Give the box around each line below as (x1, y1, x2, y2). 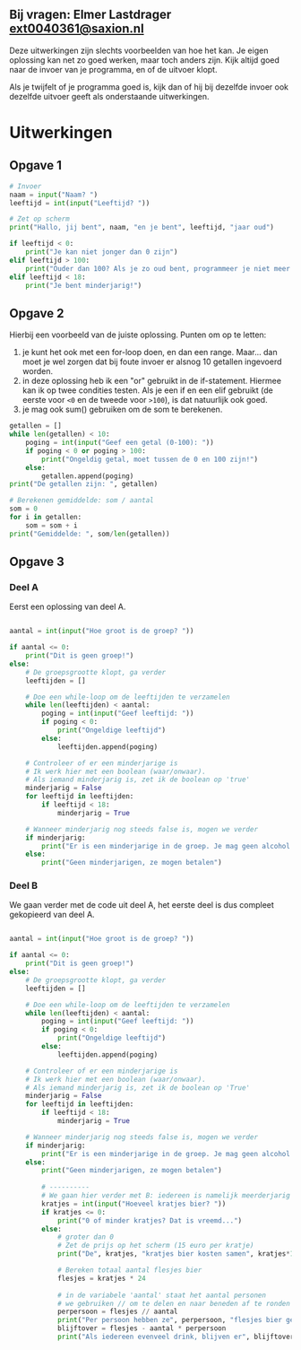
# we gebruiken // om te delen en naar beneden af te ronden (56, 1299, 291, 1308)
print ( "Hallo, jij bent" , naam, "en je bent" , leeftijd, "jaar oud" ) (9, 223, 275, 232)
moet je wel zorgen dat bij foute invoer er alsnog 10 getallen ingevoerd (21, 356, 282, 367)
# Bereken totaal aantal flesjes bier (56, 1266, 202, 1275)
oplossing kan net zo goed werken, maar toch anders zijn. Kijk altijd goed (9, 54, 280, 65)
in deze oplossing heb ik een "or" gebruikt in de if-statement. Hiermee (21, 376, 282, 387)
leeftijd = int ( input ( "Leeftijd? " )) (9, 198, 150, 207)
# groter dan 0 (56, 1232, 115, 1241)
